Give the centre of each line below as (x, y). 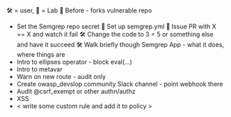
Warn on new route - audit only (61, 76)
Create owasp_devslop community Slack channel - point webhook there (120, 84)
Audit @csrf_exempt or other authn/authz (76, 91)
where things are (41, 54)
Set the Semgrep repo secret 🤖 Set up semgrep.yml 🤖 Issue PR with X (116, 26)
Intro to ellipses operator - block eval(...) (74, 62)
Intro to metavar (40, 69)
